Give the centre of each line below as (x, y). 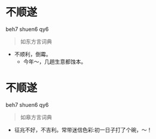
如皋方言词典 (36, 117)
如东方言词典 (36, 41)
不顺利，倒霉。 (33, 54)
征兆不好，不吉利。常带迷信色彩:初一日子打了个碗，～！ (83, 129)
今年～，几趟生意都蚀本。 (55, 61)
